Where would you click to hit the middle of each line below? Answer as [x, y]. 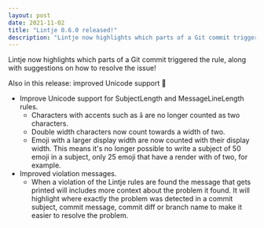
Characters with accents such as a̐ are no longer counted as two [136, 116]
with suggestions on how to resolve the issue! [82, 68]
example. [46, 165]
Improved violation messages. [68, 174]
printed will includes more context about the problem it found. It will [140, 190]
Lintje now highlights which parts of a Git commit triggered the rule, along [127, 60]
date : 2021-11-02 [37, 23]
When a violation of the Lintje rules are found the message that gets [141, 182]
